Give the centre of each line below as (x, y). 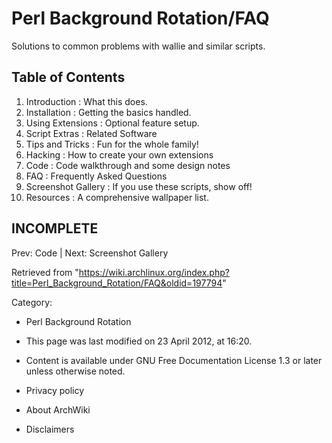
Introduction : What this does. (86, 101)
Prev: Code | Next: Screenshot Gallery (90, 253)
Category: (32, 302)
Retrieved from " (45, 272)
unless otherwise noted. (75, 371)
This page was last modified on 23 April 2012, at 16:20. (139, 341)
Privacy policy (55, 390)
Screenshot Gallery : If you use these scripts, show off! (139, 186)
